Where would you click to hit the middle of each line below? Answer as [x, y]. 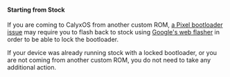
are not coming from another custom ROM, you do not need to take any [109, 60]
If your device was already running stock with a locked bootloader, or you [112, 53]
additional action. [32, 67]
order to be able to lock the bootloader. [63, 40]
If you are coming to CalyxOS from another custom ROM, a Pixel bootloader [115, 25]
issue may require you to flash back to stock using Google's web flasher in [114, 32]
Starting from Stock [36, 10]
